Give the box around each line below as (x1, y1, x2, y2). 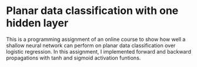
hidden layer (6, 16, 69, 30)
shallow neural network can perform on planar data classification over (6, 42, 176, 49)
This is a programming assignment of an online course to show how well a (6, 36, 186, 43)
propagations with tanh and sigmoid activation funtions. (6, 54, 141, 61)
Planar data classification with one (6, 4, 179, 17)
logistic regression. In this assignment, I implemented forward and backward (6, 48, 192, 55)
